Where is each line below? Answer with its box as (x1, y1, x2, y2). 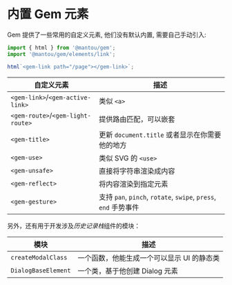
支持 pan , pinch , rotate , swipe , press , (99, 192, 216, 201)
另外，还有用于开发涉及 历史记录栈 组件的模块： (7, 221, 140, 230)
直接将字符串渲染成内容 (99, 166, 175, 176)
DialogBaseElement (10, 266, 71, 274)
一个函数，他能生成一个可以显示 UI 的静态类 (77, 253, 220, 263)
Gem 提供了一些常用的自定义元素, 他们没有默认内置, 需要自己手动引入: (7, 30, 206, 39)
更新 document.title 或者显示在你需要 (99, 129, 222, 139)
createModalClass (10, 253, 68, 261)
